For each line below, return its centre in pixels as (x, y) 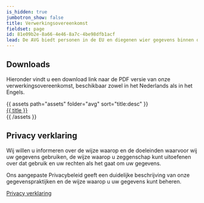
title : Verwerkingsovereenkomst (47, 23)
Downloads (28, 65)
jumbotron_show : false (35, 18)
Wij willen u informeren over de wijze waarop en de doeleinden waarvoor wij (102, 150)
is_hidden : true (27, 12)
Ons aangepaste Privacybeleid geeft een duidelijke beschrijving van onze (98, 175)
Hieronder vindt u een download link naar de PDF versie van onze (88, 79)
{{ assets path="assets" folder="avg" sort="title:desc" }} (77, 104)
